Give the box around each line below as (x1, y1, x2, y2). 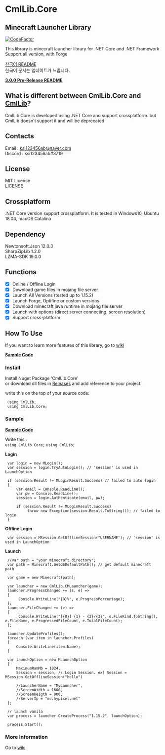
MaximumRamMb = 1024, (16, 666, 61, 671)
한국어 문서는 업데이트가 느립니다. (5, 68, 70, 73)
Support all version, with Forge (5, 51, 68, 57)
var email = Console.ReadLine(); (16, 487, 85, 492)
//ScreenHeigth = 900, (16, 692, 63, 697)
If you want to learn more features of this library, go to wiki (5, 342, 124, 348)
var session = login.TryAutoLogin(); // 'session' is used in (7, 465, 138, 470)
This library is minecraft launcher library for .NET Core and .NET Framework (5, 46, 160, 51)
